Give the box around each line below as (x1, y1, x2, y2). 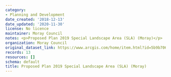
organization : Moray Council (5, 41, 67, 46)
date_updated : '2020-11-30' (5, 21, 65, 27)
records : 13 (5, 50, 31, 55)
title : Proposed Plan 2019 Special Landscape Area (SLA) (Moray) (5, 64, 147, 69)
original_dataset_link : (5, 45, 56, 50)
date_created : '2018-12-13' (5, 17, 65, 22)
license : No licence (5, 26, 49, 31)
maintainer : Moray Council (5, 31, 63, 36)
